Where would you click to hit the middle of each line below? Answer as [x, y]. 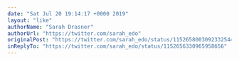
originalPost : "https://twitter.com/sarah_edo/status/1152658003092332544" [122, 40]
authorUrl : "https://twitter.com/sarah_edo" [74, 33]
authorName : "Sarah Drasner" [51, 27]
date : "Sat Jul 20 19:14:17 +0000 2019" [68, 14]
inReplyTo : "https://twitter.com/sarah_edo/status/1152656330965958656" [117, 46]
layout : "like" [30, 20]
